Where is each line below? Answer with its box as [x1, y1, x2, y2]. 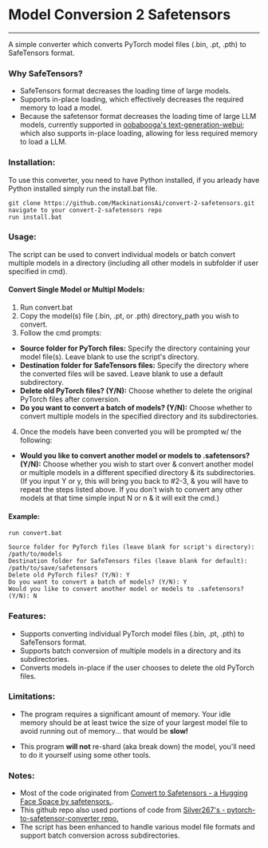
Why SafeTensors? [8, 68, 84, 79]
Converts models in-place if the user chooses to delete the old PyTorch [19, 663, 254, 672]
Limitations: [8, 691, 56, 702]
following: [19, 435, 53, 445]
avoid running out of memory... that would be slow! [19, 726, 189, 735]
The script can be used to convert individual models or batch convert [8, 249, 236, 259]
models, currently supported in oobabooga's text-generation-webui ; [19, 120, 245, 129]
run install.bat [8, 213, 62, 221]
